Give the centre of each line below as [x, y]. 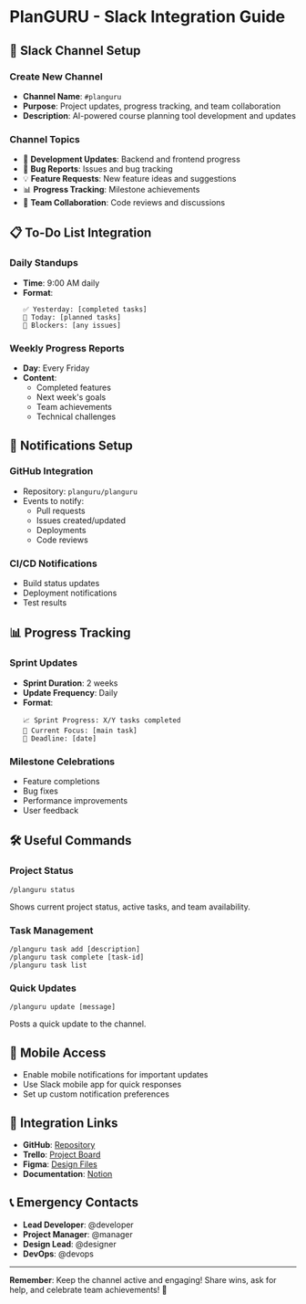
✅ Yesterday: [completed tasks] [85, 309]
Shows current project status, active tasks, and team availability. [130, 907]
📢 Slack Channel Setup [75, 51]
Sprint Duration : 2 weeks [70, 683]
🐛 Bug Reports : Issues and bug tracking [97, 169]
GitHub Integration [51, 471]
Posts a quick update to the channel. [78, 1024]
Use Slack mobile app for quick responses [102, 1085]
